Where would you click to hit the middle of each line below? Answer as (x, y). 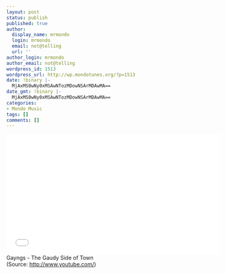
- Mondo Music (24, 109)
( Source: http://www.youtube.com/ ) (51, 264)
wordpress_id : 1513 (31, 69)
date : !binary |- (28, 80)
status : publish (27, 18)
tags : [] (17, 114)
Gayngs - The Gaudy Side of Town (50, 258)
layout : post (23, 12)
